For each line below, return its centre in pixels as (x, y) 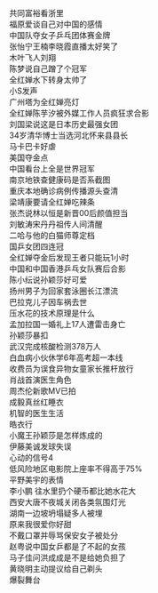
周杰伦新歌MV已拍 (43, 391)
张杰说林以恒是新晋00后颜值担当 (69, 213)
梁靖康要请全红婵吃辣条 (52, 202)
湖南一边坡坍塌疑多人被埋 (56, 513)
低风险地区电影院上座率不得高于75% (76, 469)
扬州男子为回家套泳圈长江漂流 (63, 291)
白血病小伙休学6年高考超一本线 (66, 357)
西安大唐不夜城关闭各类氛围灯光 (67, 502)
